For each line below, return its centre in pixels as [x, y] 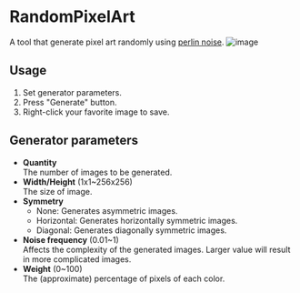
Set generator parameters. [72, 92]
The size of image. [57, 191]
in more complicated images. [77, 259]
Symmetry [43, 201]
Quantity [40, 162]
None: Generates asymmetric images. [107, 210]
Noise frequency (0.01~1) [71, 239]
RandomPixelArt [73, 17]
